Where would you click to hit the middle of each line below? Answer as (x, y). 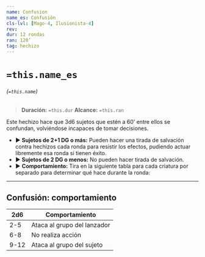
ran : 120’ (19, 40)
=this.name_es (42, 75)
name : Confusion (27, 12)
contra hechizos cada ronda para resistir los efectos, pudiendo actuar (103, 147)
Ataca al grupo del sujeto (67, 245)
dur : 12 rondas (26, 35)
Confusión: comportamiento (62, 197)
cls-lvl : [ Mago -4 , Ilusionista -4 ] (50, 23)
